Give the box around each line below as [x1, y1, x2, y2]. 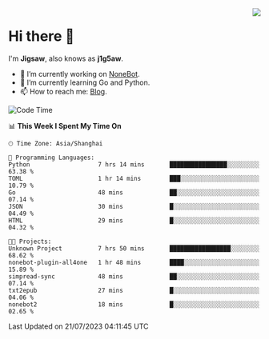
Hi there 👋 [8, 27, 74, 46]
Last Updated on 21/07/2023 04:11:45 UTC [8, 321, 150, 331]
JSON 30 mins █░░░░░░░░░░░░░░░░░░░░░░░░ [8, 202, 260, 210]
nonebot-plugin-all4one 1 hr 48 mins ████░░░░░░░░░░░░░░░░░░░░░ [8, 258, 260, 266]
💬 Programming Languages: [8, 154, 94, 162]
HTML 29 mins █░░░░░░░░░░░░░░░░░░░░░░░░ [8, 216, 260, 225]
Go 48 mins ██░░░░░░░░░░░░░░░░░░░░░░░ [8, 188, 260, 197]
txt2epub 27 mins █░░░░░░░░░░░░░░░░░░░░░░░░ [8, 286, 260, 294]
